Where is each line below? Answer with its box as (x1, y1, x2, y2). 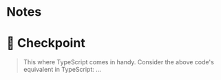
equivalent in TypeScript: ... (23, 66, 101, 74)
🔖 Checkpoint (6, 36, 85, 51)
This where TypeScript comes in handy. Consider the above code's (23, 58, 214, 66)
